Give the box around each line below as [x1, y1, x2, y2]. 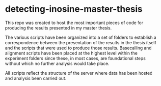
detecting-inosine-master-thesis [5, 3, 143, 15]
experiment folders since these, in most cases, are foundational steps [5, 55, 146, 61]
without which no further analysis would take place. [5, 60, 109, 66]
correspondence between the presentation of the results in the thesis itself [5, 39, 157, 45]
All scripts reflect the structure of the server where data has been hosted [5, 70, 153, 76]
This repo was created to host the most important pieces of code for [5, 20, 144, 26]
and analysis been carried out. [5, 75, 67, 81]
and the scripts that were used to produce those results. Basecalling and [5, 45, 152, 51]
